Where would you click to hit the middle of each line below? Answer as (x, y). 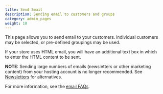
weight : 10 (16, 23)
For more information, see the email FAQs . (47, 87)
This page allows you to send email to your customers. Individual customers (81, 37)
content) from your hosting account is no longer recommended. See (74, 72)
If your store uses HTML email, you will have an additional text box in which (81, 52)
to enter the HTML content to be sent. (43, 57)
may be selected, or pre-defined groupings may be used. (63, 43)
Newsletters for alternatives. (34, 77)
